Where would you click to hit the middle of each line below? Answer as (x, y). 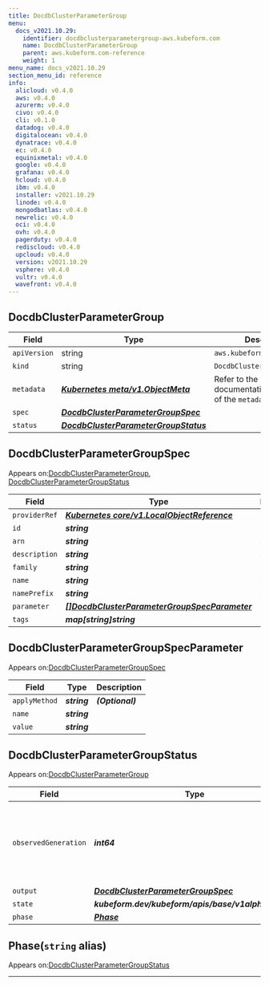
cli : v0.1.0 (36, 120)
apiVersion (33, 353)
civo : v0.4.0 (37, 113)
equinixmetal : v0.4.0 (52, 157)
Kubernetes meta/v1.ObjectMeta (126, 389)
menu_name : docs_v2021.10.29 (57, 68)
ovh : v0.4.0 (36, 232)
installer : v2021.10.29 (55, 195)
